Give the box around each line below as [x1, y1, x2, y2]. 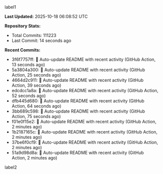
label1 [4, 4, 17, 10]
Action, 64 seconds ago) [11, 103, 61, 109]
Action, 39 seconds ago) [11, 82, 61, 88]
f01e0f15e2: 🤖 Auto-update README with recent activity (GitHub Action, [11, 119, 157, 124]
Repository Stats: [4, 23, 41, 29]
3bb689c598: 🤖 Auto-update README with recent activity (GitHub [11, 108, 145, 114]
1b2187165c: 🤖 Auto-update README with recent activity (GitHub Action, [11, 129, 158, 135]
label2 [4, 164, 17, 170]
